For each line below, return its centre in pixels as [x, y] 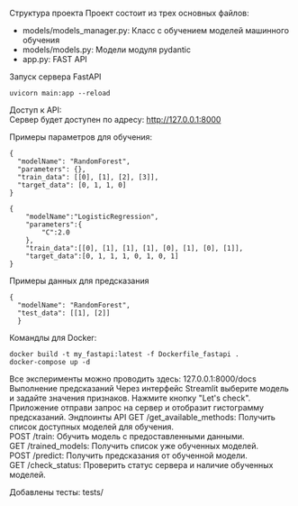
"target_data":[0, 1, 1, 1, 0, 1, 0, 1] [102, 256]
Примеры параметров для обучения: [81, 137]
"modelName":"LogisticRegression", [92, 216]
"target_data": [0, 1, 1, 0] [72, 185]
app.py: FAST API [54, 59]
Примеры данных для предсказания [80, 281]
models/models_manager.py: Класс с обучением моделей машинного [156, 30]
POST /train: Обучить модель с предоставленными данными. [127, 436]
